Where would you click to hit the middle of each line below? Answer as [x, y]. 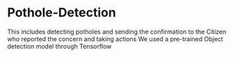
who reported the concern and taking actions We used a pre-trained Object [115, 38]
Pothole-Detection [62, 13]
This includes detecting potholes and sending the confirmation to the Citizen [117, 32]
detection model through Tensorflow [59, 46]
